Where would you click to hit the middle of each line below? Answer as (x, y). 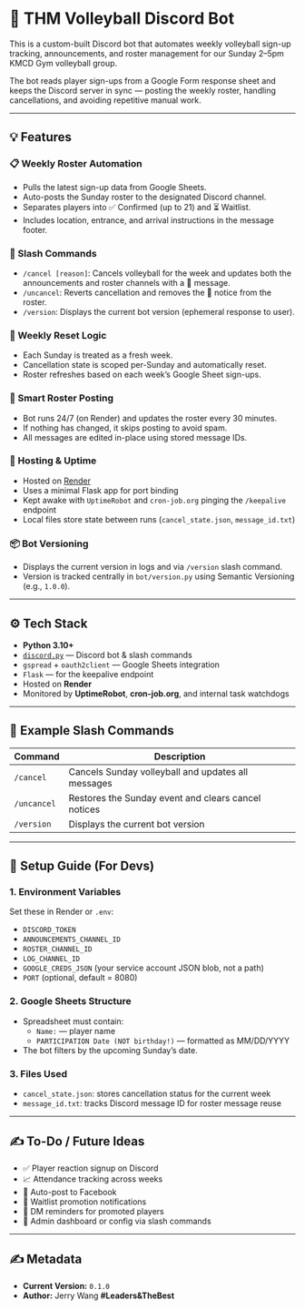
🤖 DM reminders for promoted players (93, 1211)
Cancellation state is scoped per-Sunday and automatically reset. (144, 365)
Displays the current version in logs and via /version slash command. (152, 567)
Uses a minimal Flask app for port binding (100, 490)
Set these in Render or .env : (62, 912)
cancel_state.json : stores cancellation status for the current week (147, 1094)
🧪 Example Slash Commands (92, 731)
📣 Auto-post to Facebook (69, 1192)
